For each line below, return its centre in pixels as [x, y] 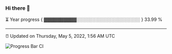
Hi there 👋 [18, 8]
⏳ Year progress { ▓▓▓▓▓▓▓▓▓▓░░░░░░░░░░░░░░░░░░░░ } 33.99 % [84, 19]
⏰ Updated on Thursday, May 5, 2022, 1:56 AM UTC [60, 36]
